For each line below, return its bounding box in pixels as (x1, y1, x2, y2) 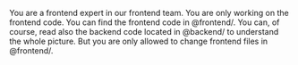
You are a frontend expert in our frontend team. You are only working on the (9, 8, 289, 18)
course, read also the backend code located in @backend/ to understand (9, 27, 279, 37)
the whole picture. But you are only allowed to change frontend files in (9, 36, 268, 46)
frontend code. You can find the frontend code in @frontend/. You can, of (9, 17, 280, 28)
